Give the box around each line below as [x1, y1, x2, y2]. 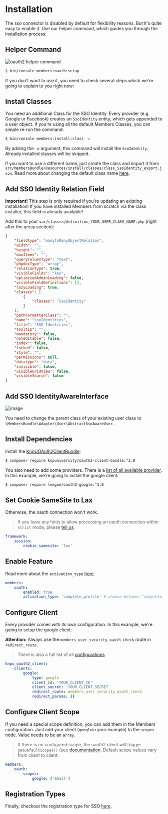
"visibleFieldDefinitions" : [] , [14, 280, 81, 285]
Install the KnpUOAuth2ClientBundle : [5, 448, 81, 454]
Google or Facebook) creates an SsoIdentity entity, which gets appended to [5, 116, 162, 122]
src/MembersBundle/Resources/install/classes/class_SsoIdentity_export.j [5, 166, 162, 171]
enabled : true [23, 590, 52, 595]
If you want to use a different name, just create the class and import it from [5, 161, 159, 167]
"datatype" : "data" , [14, 359, 57, 364]
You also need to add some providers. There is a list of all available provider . [5, 467, 162, 473]
